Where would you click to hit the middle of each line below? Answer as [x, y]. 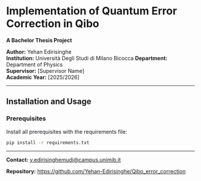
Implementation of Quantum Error [92, 11]
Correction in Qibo [53, 24]
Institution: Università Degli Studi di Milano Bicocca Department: [87, 58]
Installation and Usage [49, 102]
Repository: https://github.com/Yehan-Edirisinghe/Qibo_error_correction [96, 171]
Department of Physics [34, 65]
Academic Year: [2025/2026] [43, 77]
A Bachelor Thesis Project [39, 40]
